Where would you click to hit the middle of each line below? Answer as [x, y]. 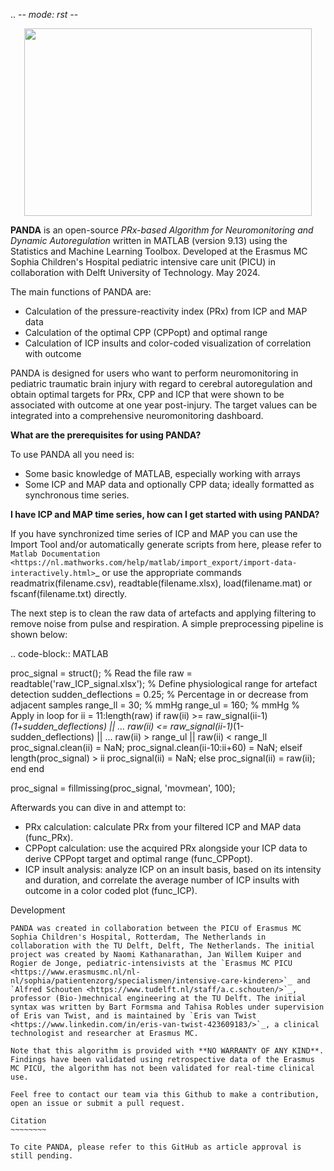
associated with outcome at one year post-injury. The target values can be [164, 405]
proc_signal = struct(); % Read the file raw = [101, 673]
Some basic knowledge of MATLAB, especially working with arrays [162, 473]
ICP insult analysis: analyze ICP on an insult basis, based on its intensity [173, 869]
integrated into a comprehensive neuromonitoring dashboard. [137, 415]
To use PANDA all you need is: [72, 454]
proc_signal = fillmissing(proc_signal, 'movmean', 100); [123, 788]
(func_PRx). [49, 837]
